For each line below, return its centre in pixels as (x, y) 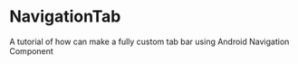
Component (32, 50)
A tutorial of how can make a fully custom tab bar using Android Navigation (149, 41)
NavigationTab (65, 17)
